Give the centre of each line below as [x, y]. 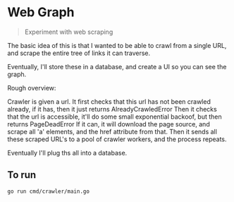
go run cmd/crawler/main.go [49, 191]
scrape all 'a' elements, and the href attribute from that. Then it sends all [112, 131]
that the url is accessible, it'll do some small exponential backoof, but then [115, 117]
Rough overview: [32, 88]
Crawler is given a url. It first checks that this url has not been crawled [109, 101]
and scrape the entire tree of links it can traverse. [79, 53]
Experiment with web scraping [69, 32]
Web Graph [41, 12]
